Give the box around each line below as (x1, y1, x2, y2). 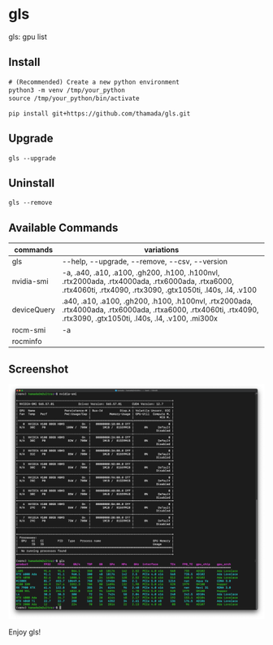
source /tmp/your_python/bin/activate (8, 94, 140, 102)
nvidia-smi (11, 277, 49, 286)
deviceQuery (11, 305, 55, 315)
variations (144, 245, 180, 255)
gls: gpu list (8, 32, 47, 41)
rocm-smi (11, 325, 46, 334)
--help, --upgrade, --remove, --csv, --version (62, 256, 228, 266)
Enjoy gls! (8, 627, 41, 637)
